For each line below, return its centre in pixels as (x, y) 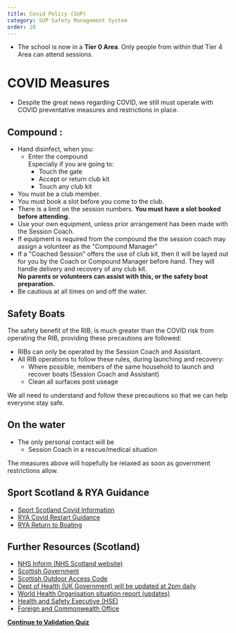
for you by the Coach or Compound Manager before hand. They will (116, 262)
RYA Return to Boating (50, 524)
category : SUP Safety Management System (68, 20)
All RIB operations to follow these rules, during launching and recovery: (120, 359)
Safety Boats (36, 313)
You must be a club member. (59, 194)
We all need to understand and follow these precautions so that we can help (118, 395)
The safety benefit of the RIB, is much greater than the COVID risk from (111, 330)
